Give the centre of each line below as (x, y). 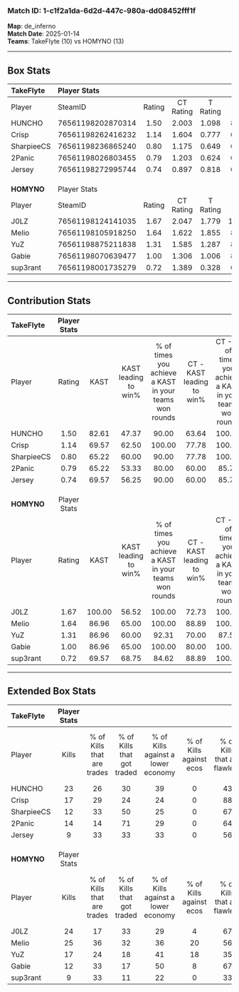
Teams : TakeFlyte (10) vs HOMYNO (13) (66, 41)
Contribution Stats (49, 301)
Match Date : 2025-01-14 (44, 34)
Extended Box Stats (52, 691)
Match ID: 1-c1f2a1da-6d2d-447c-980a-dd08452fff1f (102, 11)
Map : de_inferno (32, 26)
